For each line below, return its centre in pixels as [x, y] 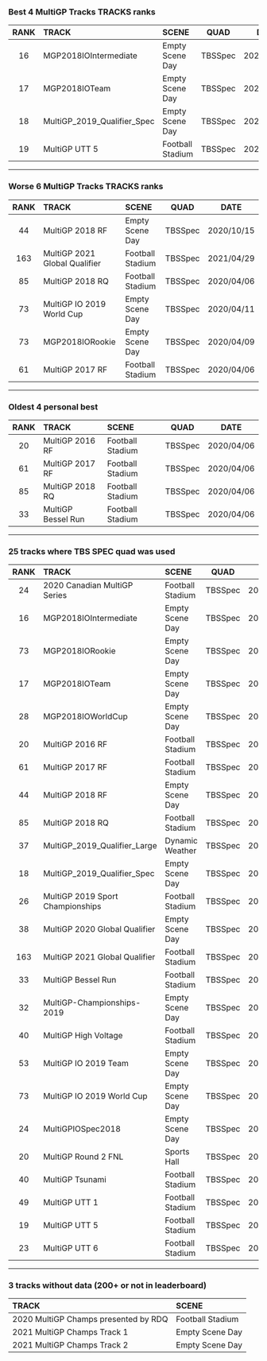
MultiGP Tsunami [75, 1180]
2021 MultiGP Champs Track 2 [70, 1345]
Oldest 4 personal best [53, 406]
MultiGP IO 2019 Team [86, 1064]
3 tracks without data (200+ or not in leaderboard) [107, 1285]
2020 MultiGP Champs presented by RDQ [90, 1320]
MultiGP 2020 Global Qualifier [99, 929]
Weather [181, 851]
